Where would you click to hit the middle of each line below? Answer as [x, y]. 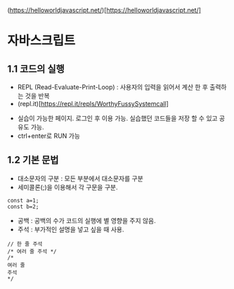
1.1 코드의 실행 [36, 69]
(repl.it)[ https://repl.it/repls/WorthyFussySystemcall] [93, 104]
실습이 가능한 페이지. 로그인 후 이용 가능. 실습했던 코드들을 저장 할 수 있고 [117, 118]
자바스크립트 [41, 41]
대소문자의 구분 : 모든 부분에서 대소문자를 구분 [80, 178]
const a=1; [23, 200]
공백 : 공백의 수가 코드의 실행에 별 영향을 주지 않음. [86, 220]
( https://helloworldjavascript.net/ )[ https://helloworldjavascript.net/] [104, 10]
